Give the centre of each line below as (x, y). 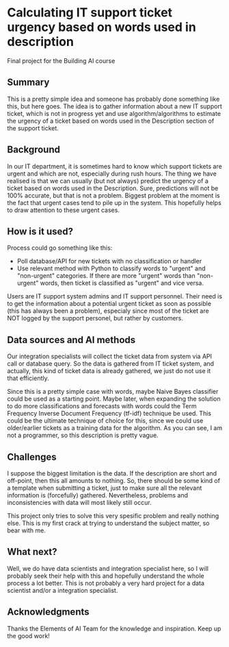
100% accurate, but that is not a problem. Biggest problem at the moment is (113, 195)
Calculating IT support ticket (90, 13)
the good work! (28, 635)
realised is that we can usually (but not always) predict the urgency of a (108, 180)
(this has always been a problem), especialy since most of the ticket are (108, 311)
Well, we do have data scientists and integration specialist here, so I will (108, 568)
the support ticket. (33, 128)
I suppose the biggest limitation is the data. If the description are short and (112, 473)
